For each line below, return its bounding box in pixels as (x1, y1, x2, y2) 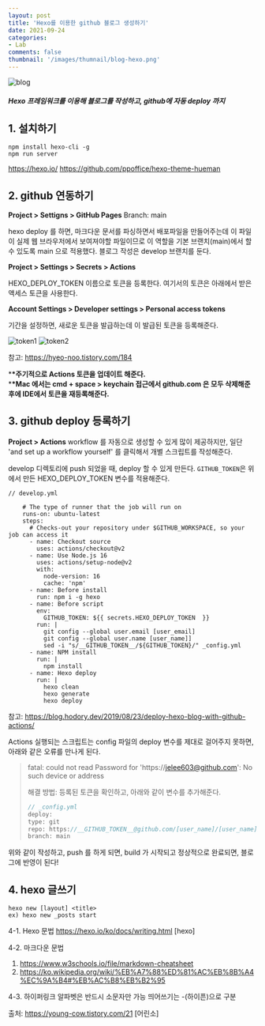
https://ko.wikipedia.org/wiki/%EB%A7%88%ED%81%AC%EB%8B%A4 (19, 968, 255, 977)
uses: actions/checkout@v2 (36, 545, 125, 553)
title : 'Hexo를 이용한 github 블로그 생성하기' (8, 19, 150, 27)
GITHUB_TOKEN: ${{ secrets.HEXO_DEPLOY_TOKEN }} (43, 613, 211, 621)
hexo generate (43, 689, 90, 698)
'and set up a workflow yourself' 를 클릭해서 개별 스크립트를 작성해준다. (8, 447, 233, 456)
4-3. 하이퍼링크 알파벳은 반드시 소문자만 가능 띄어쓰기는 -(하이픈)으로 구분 (8, 992, 237, 1001)
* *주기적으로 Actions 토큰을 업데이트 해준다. (8, 369, 146, 379)
